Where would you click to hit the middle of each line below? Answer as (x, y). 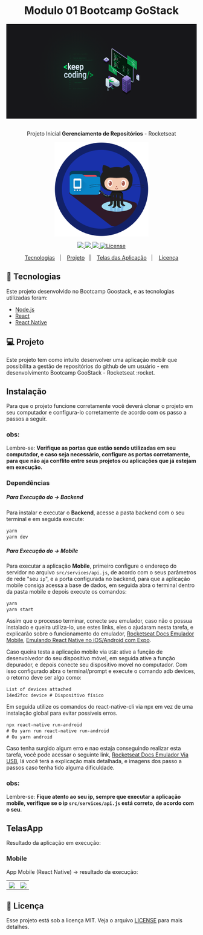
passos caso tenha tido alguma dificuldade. (60, 768)
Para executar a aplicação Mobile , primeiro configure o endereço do (92, 566)
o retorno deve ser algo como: (44, 678)
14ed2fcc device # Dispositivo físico (55, 696)
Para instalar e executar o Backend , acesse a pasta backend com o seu (95, 513)
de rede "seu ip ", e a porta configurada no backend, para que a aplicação (98, 579)
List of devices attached (39, 690)
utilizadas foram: (27, 298)
